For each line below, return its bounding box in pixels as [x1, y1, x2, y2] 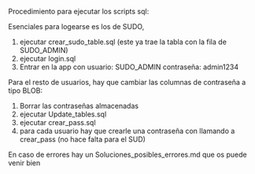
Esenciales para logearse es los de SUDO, [8, 22, 145, 31]
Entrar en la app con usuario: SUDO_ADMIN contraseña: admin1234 [19, 62, 238, 72]
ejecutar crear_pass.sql [19, 118, 96, 127]
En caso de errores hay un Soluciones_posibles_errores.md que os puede [8, 150, 247, 159]
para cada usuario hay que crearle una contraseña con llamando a [19, 126, 235, 135]
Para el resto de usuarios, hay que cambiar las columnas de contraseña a [8, 78, 246, 87]
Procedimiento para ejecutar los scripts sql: [8, 7, 150, 16]
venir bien [8, 158, 41, 168]
